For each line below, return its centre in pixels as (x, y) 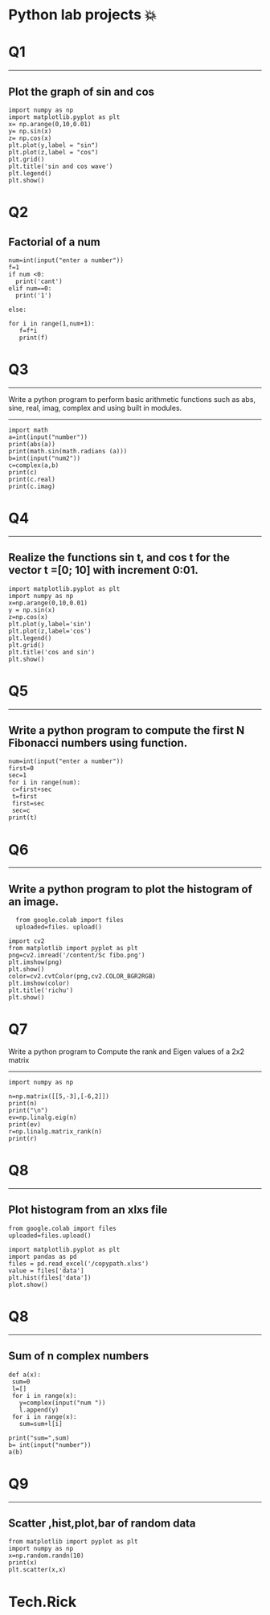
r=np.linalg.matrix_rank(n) (55, 1132)
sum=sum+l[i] (41, 1424)
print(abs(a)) (32, 444)
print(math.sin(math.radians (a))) (68, 451)
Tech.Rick (43, 1602)
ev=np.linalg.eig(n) (43, 1118)
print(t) (23, 818)
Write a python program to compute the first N (127, 730)
